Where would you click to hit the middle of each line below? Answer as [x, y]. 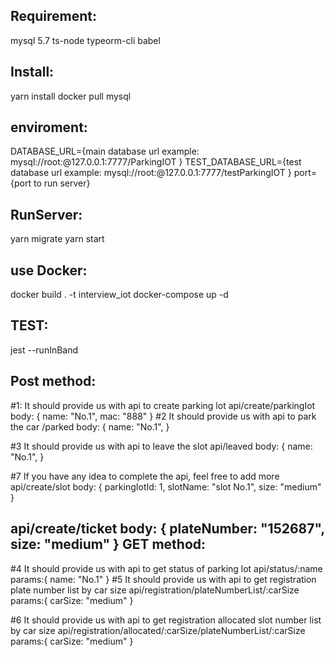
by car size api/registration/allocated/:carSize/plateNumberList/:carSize [158, 630]
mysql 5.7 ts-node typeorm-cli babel [85, 40]
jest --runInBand [44, 350]
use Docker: [49, 270]
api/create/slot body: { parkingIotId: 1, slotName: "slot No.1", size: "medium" [166, 486]
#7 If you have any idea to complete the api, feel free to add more [145, 476]
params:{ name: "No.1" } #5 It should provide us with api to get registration [163, 579]
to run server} [62, 183]
